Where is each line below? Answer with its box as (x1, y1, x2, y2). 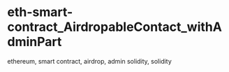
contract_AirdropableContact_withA (7, 19, 222, 35)
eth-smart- (7, 4, 73, 20)
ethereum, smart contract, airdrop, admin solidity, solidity (7, 57, 172, 65)
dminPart (7, 34, 62, 50)
